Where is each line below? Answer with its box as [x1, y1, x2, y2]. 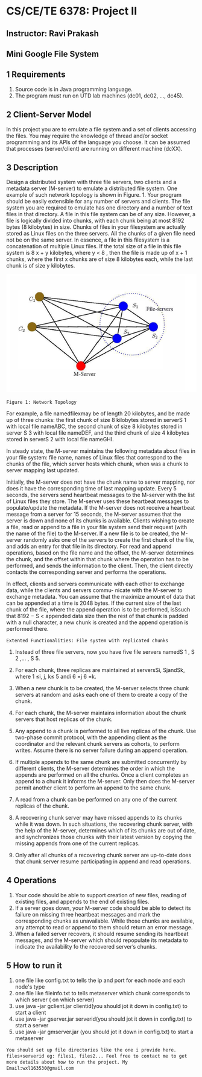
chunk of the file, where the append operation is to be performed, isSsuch [6, 606, 191, 613]
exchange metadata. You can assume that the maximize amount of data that [6, 593, 195, 600]
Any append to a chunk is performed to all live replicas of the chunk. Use [14, 728, 197, 734]
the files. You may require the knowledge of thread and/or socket [6, 132, 168, 139]
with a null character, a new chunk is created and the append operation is [6, 619, 189, 626]
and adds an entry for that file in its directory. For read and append [6, 543, 172, 550]
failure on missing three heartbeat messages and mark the [14, 911, 160, 918]
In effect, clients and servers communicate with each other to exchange [6, 580, 185, 587]
